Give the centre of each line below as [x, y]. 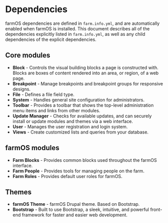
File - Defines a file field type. [43, 94]
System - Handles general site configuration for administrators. [78, 100]
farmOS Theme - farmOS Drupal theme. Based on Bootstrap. [76, 204]
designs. [21, 89]
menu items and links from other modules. [56, 110]
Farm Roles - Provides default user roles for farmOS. [67, 176]
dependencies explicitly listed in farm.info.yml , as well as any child [75, 34]
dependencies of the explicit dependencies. [51, 39]
